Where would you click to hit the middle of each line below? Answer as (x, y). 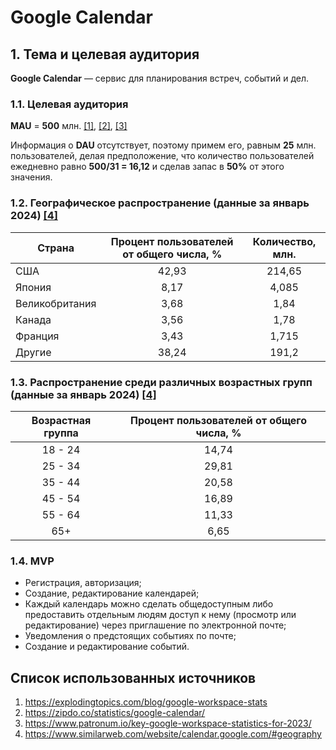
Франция (37, 336)
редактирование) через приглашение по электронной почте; (155, 625)
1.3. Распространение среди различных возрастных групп (161, 382)
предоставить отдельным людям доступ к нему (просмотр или (160, 615)
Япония (33, 287)
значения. (31, 177)
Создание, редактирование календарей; (112, 593)
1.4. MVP (32, 561)
